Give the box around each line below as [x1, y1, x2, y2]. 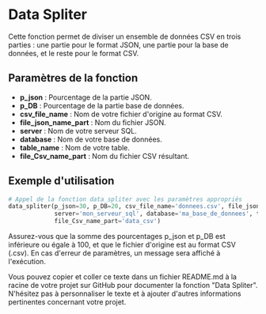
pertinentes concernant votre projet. [8, 297, 127, 307]
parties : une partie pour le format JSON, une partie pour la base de [8, 40, 229, 49]
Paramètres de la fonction [8, 71, 139, 85]
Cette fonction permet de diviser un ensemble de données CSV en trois [8, 32, 241, 41]
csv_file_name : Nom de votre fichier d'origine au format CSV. [19, 109, 223, 119]
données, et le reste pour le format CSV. [8, 48, 139, 58]
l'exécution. [8, 257, 46, 267]
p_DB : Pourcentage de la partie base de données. [19, 100, 184, 110]
